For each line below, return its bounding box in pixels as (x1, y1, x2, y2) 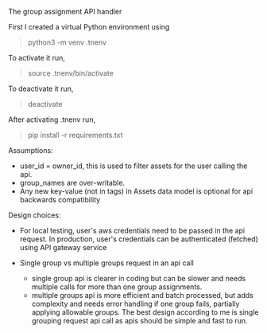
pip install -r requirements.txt (27, 131, 123, 139)
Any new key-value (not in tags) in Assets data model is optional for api (19, 186, 253, 196)
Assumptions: (8, 146, 53, 155)
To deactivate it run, (8, 84, 74, 93)
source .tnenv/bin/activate (27, 69, 114, 78)
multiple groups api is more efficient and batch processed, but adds (31, 291, 254, 300)
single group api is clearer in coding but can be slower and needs (31, 274, 246, 283)
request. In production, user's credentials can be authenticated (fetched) (19, 234, 258, 244)
